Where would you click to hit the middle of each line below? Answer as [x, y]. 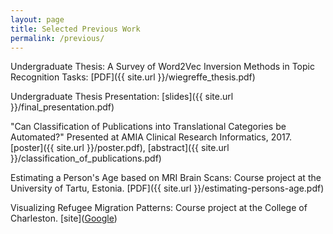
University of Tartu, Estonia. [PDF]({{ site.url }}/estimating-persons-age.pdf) [167, 188]
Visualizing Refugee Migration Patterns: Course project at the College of [159, 208]
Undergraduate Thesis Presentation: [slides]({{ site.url [122, 97]
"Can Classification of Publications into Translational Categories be [148, 127]
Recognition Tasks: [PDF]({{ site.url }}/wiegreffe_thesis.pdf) [133, 77]
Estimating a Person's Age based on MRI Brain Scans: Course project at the [166, 178]
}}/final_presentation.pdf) [62, 107]
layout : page [37, 19]
